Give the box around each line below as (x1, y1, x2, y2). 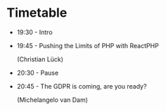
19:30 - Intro (16, 28, 53, 36)
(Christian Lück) (16, 54, 64, 64)
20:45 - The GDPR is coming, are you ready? (16, 82, 147, 90)
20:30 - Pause (16, 68, 59, 77)
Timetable (6, 5, 68, 21)
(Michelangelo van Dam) (16, 96, 89, 104)
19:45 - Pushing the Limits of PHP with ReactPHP (16, 41, 159, 50)
